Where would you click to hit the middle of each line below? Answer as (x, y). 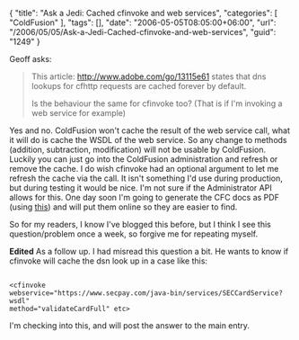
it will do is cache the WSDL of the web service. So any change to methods (148, 140)
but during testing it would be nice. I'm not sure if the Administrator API (141, 188)
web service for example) (79, 113)
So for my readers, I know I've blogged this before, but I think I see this (140, 224)
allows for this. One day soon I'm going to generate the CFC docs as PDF (145, 197)
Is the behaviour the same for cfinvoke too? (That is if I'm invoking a (157, 103)
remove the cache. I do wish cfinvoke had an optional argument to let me (144, 169)
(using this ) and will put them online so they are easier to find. (123, 207)
